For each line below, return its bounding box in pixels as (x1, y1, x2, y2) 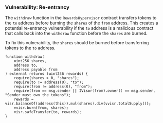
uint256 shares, (14, 59, 47, 64)
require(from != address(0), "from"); (14, 84, 92, 89)
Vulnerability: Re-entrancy (5, 4, 70, 11)
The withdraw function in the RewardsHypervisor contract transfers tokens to (5, 15, 157, 21)
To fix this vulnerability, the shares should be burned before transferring (5, 40, 149, 46)
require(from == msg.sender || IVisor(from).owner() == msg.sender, (14, 88, 156, 93)
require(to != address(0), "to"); (14, 80, 84, 85)
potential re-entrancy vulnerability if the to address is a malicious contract (5, 25, 154, 31)
